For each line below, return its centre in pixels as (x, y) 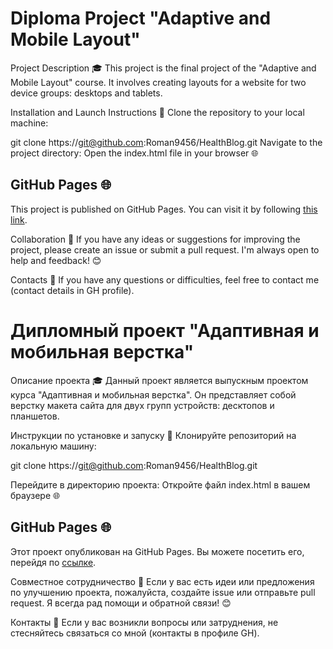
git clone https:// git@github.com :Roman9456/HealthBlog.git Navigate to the (166, 142)
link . (19, 219)
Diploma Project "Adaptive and (141, 18)
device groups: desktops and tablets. (86, 93)
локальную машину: (53, 446)
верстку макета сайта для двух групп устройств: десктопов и (142, 405)
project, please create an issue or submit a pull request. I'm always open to (165, 249)
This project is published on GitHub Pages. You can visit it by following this (164, 209)
